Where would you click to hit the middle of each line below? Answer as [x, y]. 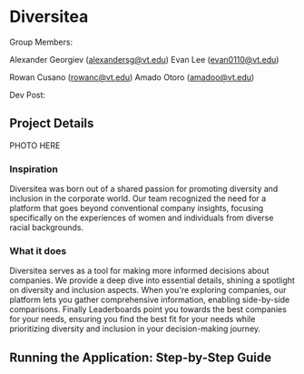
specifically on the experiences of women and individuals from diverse [142, 218]
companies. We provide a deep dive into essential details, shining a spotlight [152, 280]
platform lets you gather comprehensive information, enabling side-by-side [150, 300]
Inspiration [34, 168]
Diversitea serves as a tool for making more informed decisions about [139, 271]
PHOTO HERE [35, 145]
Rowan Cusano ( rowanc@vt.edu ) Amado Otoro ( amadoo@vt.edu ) [132, 77]
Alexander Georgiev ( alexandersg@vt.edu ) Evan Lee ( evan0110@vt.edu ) [144, 59]
